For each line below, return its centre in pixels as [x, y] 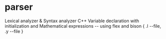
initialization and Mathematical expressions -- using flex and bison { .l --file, [83, 26]
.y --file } [14, 31]
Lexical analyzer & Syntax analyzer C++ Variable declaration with [72, 21]
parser [19, 7]
